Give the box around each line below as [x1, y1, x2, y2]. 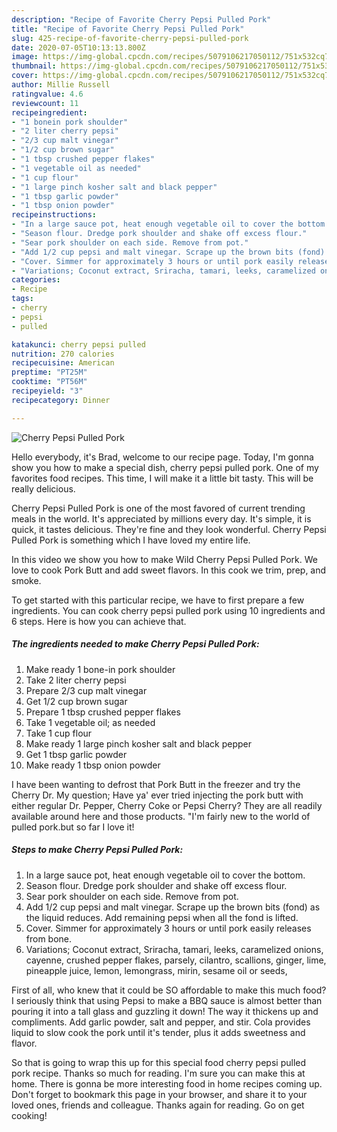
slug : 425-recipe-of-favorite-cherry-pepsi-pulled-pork [11, 33, 249, 43]
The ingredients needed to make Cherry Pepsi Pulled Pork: [11, 638, 260, 650]
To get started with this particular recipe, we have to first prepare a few [11, 594, 305, 606]
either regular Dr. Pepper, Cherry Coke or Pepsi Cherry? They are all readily [11, 799, 323, 811]
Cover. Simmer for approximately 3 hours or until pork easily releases [25, 922, 312, 934]
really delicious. [11, 482, 76, 495]
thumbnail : [11, 61, 57, 71]
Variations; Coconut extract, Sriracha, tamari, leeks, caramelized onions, [25, 943, 324, 955]
